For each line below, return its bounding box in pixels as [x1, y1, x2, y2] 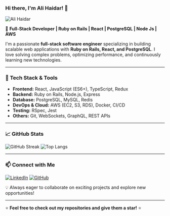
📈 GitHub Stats [5, 130, 44, 137]
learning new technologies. [5, 57, 62, 63]
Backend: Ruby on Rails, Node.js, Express [12, 91, 100, 97]
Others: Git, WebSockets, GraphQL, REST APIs [12, 113, 110, 119]
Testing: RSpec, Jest [12, 107, 57, 113]
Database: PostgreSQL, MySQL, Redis [12, 96, 93, 102]
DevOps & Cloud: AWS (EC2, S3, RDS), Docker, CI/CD [12, 102, 125, 108]
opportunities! [5, 190, 34, 196]
